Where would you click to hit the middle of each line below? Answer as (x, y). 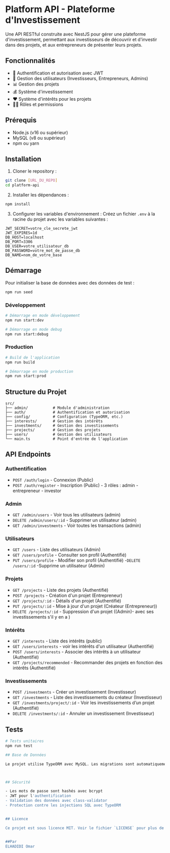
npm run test (19, 746)
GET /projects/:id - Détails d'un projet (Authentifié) (67, 600)
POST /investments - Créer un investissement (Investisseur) (74, 692)
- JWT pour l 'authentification (38, 796)
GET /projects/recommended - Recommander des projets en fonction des (88, 662)
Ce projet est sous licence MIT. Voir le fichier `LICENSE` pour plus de (85, 828)
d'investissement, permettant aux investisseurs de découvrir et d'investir (81, 39)
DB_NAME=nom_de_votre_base (34, 255)
